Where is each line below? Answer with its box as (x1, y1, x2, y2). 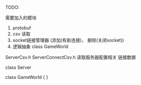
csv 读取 (12, 31, 30, 37)
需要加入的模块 (5, 15, 37, 21)
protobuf (12, 25, 31, 31)
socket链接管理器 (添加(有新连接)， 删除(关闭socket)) (12, 37, 124, 43)
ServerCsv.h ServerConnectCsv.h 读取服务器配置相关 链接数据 (5, 54, 136, 60)
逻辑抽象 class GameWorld (12, 44, 68, 50)
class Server (5, 64, 31, 70)
